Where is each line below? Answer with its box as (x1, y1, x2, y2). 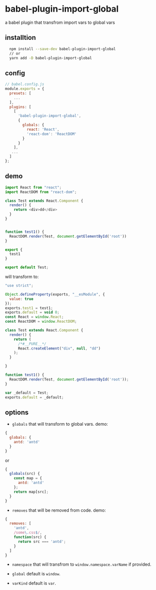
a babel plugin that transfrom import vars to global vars (5, 19, 115, 25)
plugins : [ (9, 104, 31, 109)
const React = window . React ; (5, 314, 64, 319)
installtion (5, 34, 36, 42)
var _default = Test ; (5, 390, 49, 395)
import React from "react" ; (5, 185, 62, 190)
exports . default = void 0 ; (5, 310, 60, 315)
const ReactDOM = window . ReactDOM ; (5, 319, 77, 324)
